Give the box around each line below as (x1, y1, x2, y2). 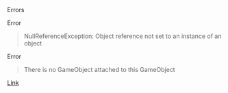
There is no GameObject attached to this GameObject (23, 66, 176, 73)
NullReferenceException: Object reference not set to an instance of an (23, 32, 222, 40)
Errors (7, 6, 25, 14)
